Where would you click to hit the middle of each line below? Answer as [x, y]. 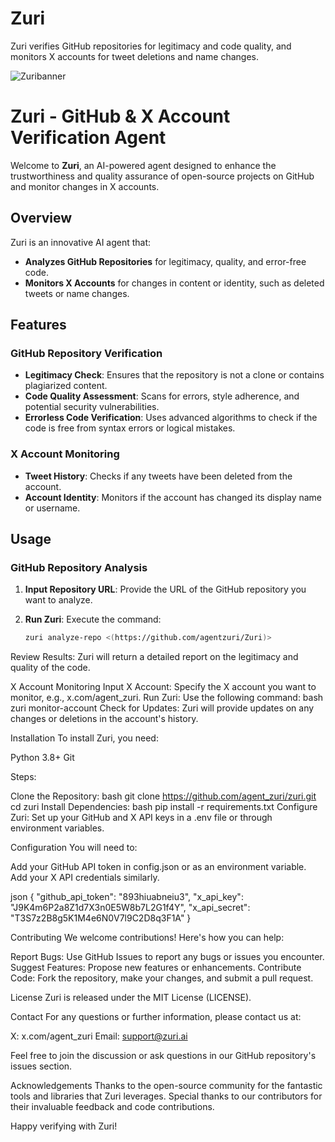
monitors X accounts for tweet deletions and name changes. [134, 56]
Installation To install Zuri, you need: [84, 738]
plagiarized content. [66, 386]
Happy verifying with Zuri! [64, 1126]
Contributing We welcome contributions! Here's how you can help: [147, 938]
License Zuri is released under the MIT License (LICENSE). [131, 998]
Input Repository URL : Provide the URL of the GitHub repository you [165, 589]
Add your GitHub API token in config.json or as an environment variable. [158, 867]
